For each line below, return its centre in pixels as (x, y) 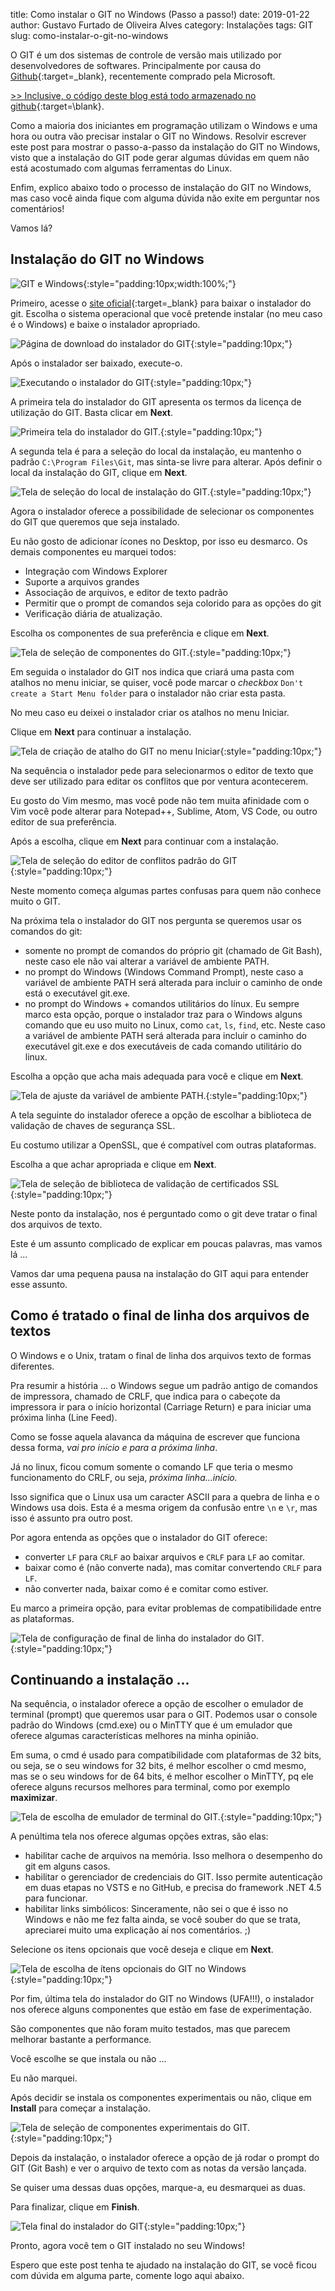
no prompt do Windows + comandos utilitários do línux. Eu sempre (162, 1003)
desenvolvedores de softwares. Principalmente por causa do (136, 65)
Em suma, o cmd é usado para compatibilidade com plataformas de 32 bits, (166, 1755)
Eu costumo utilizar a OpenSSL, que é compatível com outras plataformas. (163, 1145)
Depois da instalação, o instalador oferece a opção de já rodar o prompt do (165, 2158)
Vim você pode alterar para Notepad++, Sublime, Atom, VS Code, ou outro (164, 811)
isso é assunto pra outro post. (71, 1518)
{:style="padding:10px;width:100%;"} (160, 283)
